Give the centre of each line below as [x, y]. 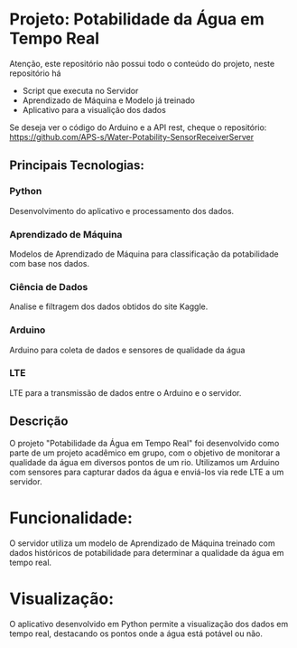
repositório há [35, 73]
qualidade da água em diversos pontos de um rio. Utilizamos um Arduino [144, 462]
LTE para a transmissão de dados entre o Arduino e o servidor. [125, 392]
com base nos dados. [50, 263]
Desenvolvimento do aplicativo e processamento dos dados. [122, 211]
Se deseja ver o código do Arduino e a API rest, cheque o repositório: [138, 127]
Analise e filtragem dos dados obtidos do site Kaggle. [109, 306]
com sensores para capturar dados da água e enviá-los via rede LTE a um [147, 472]
